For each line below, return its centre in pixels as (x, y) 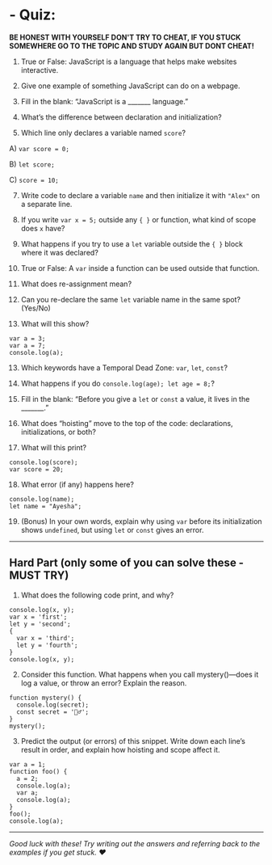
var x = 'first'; (38, 617)
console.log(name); (42, 499)
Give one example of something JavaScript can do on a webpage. (130, 86)
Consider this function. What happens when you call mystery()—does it (140, 674)
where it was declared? (60, 252)
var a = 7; (27, 345)
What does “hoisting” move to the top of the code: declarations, (127, 423)
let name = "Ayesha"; (46, 506)
